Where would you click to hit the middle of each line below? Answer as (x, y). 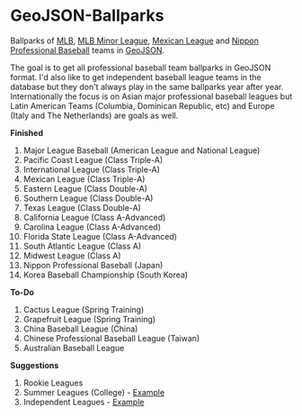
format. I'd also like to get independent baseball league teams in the (136, 77)
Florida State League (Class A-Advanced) (100, 236)
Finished (27, 132)
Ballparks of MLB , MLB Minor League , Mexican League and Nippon (134, 41)
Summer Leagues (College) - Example (94, 392)
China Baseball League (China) (80, 329)
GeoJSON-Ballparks (87, 16)
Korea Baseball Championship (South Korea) (105, 275)
